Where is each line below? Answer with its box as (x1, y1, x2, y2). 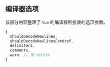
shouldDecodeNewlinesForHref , (10, 38, 74, 44)
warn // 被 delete (10, 52, 50, 58)
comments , (10, 48, 30, 53)
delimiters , (10, 43, 35, 48)
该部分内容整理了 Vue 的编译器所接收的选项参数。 (5, 19, 108, 25)
